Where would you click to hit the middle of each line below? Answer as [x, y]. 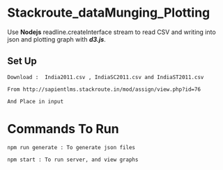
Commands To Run [63, 129]
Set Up [22, 61]
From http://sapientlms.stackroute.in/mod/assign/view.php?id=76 [104, 89]
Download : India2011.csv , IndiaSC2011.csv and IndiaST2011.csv [106, 77]
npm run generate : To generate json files [71, 147]
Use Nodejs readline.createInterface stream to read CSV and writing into [111, 32]
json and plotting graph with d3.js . [56, 39]
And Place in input [36, 101]
